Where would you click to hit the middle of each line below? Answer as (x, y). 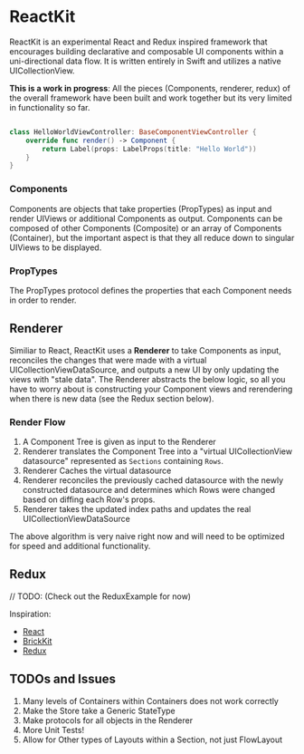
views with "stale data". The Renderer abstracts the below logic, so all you (147, 379)
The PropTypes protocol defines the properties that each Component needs (151, 290)
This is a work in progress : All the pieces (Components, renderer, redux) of (150, 88)
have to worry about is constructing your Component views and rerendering (151, 389)
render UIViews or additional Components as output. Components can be (146, 218)
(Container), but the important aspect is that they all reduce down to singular (152, 237)
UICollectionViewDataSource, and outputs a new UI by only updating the (144, 370)
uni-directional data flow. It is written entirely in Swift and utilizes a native (146, 61)
